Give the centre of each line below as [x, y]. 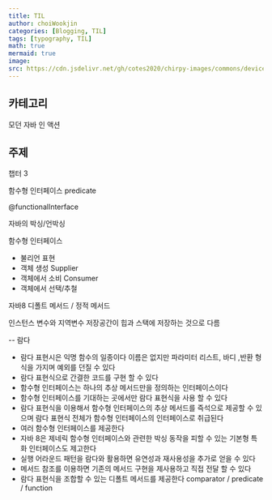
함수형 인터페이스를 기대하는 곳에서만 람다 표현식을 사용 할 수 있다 [124, 398]
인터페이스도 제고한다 [63, 449]
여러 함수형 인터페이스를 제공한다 [72, 428]
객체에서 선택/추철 [49, 288]
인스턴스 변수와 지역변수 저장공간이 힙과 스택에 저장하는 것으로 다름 [114, 323]
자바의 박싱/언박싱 [37, 224]
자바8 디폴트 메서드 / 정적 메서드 [59, 306]
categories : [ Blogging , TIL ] [57, 31]
